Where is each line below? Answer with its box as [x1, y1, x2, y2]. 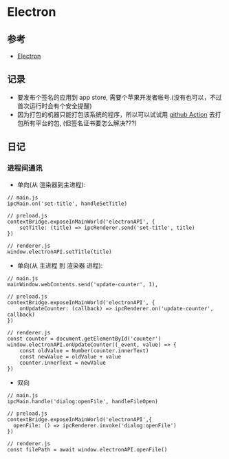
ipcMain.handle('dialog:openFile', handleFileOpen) [7, 398, 158, 405]
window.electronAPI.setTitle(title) [7, 248, 112, 255]
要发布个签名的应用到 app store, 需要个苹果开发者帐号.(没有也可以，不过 [17, 93, 222, 101]
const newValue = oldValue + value [19, 353, 122, 360]
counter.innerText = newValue [19, 359, 107, 366]
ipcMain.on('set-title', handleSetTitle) [7, 200, 128, 207]
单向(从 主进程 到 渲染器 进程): [17, 261, 103, 269]
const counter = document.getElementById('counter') [7, 335, 162, 342]
